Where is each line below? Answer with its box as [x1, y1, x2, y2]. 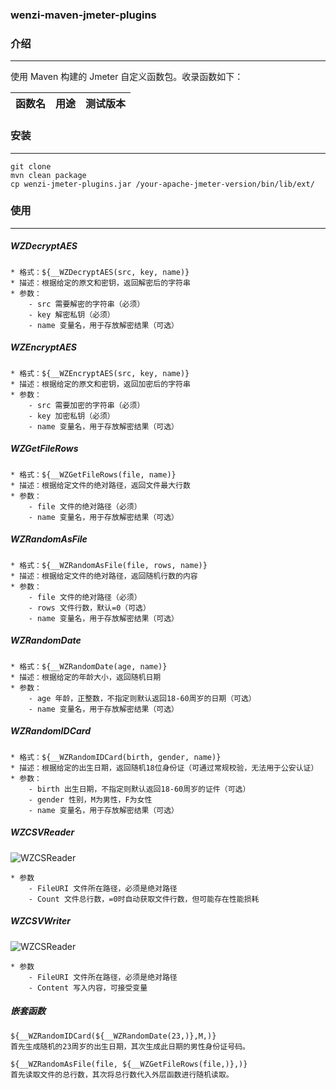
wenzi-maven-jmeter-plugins [10, 8, 157, 22]
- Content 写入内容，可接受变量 [28, 983, 148, 993]
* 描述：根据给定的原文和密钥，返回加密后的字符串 [10, 379, 191, 389]
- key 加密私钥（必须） [28, 411, 115, 421]
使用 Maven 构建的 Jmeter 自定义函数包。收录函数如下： [10, 71, 244, 83]
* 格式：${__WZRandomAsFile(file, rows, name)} [10, 560, 208, 570]
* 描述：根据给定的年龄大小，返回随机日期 [10, 672, 162, 682]
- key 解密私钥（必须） [28, 309, 115, 320]
